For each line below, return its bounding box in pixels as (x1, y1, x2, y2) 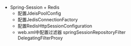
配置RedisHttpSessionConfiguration (17, 23, 93, 29)
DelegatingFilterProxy (17, 35, 63, 41)
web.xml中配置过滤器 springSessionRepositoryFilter (17, 29, 126, 35)
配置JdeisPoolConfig (17, 10, 62, 16)
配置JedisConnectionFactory (17, 17, 78, 22)
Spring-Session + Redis (10, 5, 60, 10)
